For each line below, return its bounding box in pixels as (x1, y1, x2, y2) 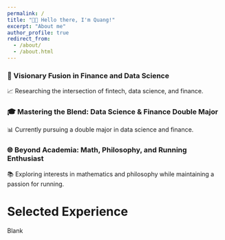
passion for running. (7, 180, 65, 188)
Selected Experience (7, 204, 129, 219)
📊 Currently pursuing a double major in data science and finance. (7, 125, 194, 134)
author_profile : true (7, 29, 69, 36)
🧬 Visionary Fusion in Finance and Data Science (7, 71, 170, 80)
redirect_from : (7, 36, 51, 43)
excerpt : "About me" (7, 23, 67, 29)
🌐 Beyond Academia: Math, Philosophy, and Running (7, 145, 187, 155)
